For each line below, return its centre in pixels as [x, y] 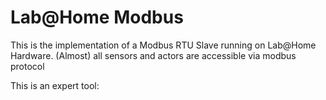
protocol [27, 66]
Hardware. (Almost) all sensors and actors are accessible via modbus [153, 55]
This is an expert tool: [55, 85]
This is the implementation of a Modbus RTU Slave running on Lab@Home [163, 45]
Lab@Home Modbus [97, 17]
